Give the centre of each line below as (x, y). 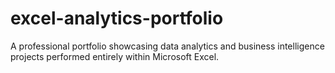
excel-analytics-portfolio (117, 18)
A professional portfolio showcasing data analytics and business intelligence (167, 46)
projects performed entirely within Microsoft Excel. (115, 56)
